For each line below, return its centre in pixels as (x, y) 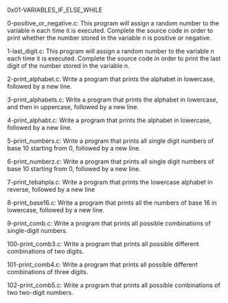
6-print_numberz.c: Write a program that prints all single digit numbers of (111, 161)
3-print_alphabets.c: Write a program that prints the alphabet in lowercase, (113, 100)
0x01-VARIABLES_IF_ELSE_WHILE (55, 10)
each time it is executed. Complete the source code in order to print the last (114, 58)
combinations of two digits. (46, 251)
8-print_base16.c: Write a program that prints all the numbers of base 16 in (112, 203)
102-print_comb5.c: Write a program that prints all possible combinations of (114, 285)
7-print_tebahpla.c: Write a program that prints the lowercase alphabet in (110, 182)
